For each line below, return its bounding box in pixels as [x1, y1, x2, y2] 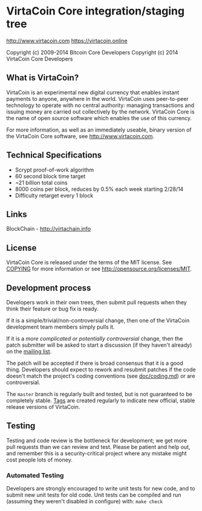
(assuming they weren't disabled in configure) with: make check [6, 498, 163, 505]
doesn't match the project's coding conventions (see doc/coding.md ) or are [6, 373, 195, 379]
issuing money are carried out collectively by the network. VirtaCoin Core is [6, 108, 195, 115]
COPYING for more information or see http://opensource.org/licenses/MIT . [6, 265, 192, 272]
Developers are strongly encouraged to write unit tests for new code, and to [6, 485, 195, 492]
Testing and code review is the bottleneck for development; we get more [6, 437, 187, 444]
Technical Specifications [6, 150, 102, 161]
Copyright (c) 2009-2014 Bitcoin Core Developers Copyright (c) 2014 [6, 48, 178, 56]
